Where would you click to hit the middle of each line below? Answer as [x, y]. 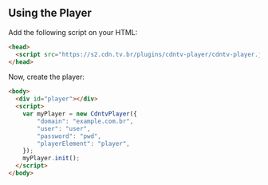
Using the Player [50, 13]
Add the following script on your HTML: [73, 32]
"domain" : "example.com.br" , [85, 121]
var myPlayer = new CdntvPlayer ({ [80, 114]
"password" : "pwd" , [69, 136]
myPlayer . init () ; [51, 159]
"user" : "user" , [64, 128]
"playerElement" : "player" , [83, 144]
